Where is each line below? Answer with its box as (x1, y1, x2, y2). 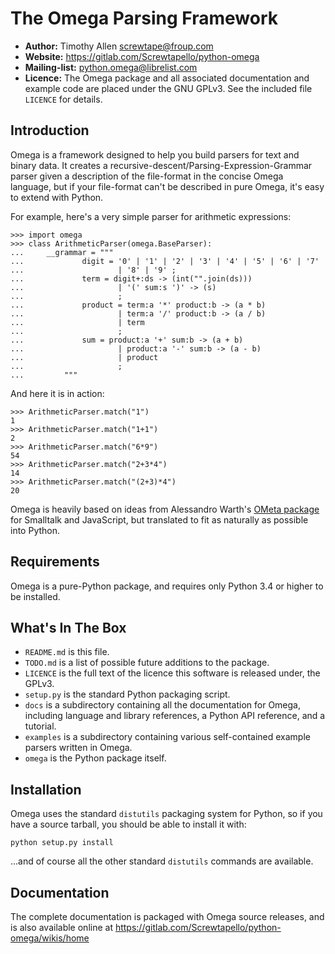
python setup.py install (10, 838, 114, 848)
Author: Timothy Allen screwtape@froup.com (24, 40, 214, 52)
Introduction (10, 122, 90, 139)
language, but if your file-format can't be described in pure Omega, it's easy (10, 180, 325, 192)
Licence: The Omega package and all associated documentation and (24, 72, 310, 84)
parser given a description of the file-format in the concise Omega (10, 170, 284, 182)
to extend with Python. (10, 191, 104, 203)
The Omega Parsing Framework (10, 7, 278, 30)
